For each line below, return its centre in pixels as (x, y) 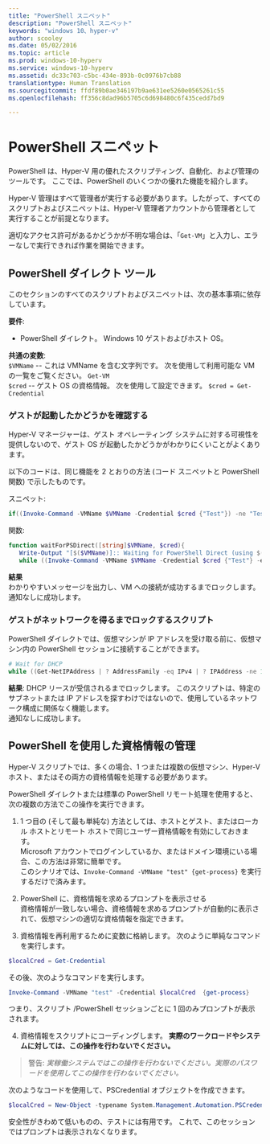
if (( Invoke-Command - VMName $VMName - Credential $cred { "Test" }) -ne (127, 514)
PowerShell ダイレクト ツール (82, 273)
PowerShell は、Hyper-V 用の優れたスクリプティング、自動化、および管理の (134, 171)
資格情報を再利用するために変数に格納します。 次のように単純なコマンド (140, 935)
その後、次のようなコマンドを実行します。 (78, 977)
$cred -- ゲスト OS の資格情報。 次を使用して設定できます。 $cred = (121, 385)
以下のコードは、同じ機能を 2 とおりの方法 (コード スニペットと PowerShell (134, 472)
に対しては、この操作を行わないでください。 (101, 1046)
